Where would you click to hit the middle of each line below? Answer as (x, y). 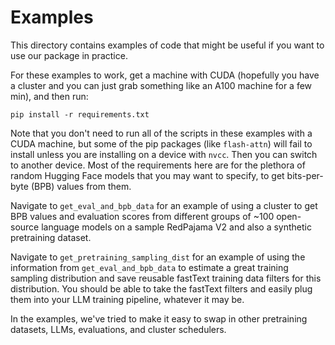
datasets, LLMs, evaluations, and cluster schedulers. (118, 329)
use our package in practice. (69, 55)
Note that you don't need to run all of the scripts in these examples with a (161, 133)
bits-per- (305, 175)
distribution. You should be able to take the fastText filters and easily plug (161, 288)
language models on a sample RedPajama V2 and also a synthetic (176, 227)
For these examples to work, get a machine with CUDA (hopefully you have (165, 75)
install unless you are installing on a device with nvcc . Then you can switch (164, 154)
